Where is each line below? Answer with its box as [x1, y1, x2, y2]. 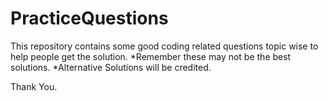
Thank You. [10, 80, 58, 92]
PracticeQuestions [10, 7, 169, 30]
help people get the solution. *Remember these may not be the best [10, 50, 292, 62]
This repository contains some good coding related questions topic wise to [10, 40, 319, 52]
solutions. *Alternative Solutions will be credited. [10, 61, 212, 73]
